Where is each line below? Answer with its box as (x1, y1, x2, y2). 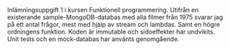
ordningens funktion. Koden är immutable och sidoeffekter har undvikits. (7, 27, 215, 36)
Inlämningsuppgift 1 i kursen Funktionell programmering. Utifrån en (7, 6, 199, 14)
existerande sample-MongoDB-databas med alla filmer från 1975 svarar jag (7, 13, 223, 21)
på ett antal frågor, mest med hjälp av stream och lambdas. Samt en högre (7, 21, 220, 28)
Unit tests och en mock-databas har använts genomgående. (7, 35, 180, 43)
